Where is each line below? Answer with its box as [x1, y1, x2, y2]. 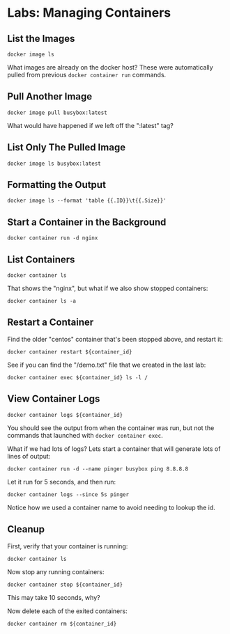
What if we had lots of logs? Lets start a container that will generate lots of [7, 444, 221, 453]
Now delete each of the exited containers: [7, 607, 128, 615]
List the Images [7, 33, 75, 45]
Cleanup [7, 523, 45, 535]
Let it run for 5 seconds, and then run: [7, 477, 116, 486]
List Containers [7, 253, 75, 265]
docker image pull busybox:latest [7, 109, 108, 116]
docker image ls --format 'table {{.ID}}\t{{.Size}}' [7, 197, 167, 205]
